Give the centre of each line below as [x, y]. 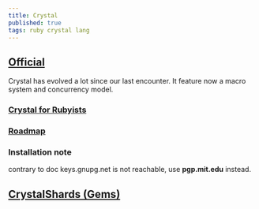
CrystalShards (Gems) [64, 194]
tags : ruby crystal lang [49, 30]
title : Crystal [33, 15]
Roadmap [27, 131]
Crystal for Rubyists [47, 110]
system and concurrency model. [61, 90]
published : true [35, 23]
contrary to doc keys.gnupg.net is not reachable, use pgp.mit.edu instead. [129, 170]
